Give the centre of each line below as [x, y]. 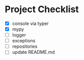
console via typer [30, 23]
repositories [25, 46]
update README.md [33, 52]
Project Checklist [42, 9]
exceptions [24, 41]
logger [19, 35]
